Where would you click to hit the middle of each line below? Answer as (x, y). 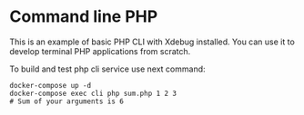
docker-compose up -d (51, 85)
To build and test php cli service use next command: (108, 69)
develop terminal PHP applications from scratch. (100, 51)
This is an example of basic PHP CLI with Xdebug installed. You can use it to (152, 42)
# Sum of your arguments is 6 (67, 101)
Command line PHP (84, 17)
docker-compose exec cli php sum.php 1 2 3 (93, 93)
